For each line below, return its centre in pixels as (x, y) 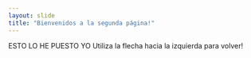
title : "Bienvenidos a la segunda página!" (82, 23)
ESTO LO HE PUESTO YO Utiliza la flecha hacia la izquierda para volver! (126, 45)
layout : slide (32, 15)
